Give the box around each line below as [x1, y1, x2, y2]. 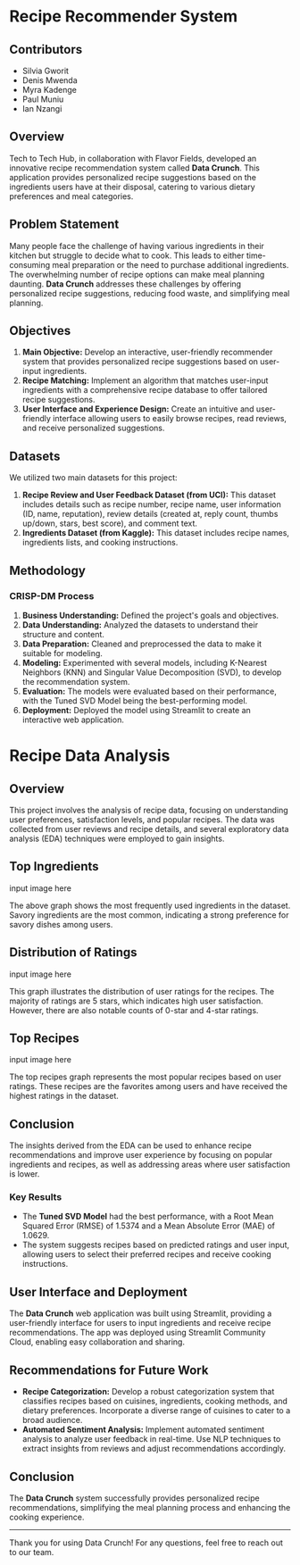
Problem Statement [9, 217, 120, 232]
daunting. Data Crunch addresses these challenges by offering [9, 279, 242, 289]
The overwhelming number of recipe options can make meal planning [9, 269, 265, 279]
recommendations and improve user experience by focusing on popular [9, 1150, 273, 1161]
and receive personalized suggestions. [21, 422, 165, 434]
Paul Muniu [21, 94, 64, 104]
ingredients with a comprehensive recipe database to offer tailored [21, 385, 268, 395]
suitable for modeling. [21, 647, 103, 658]
